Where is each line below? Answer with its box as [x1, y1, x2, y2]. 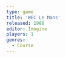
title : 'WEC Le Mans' [6, 14, 61, 21]
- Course [12, 43, 34, 49]
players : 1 [6, 31, 34, 37]
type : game [6, 8, 34, 15]
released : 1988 [6, 20, 45, 26]
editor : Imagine [6, 25, 47, 32]
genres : [6, 37, 26, 43]
